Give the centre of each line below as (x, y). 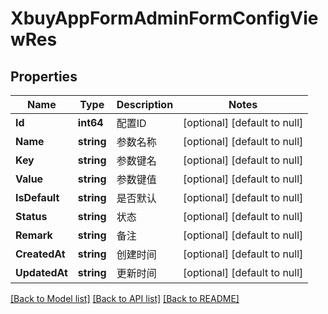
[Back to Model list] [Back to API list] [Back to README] (125, 298)
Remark (34, 235)
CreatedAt (40, 254)
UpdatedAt (41, 272)
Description (145, 104)
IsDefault (37, 197)
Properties (44, 76)
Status (31, 216)
